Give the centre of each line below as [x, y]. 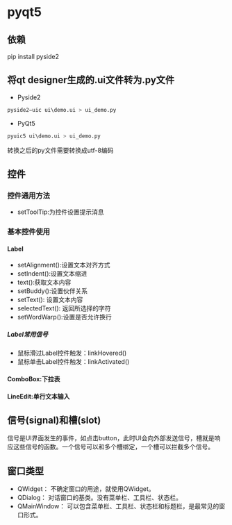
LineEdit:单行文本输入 [39, 396]
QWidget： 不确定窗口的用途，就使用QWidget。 [86, 489]
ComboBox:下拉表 [34, 378]
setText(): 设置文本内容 [50, 300]
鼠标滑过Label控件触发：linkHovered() [72, 353]
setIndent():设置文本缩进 [52, 274]
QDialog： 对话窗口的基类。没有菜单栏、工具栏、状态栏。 [100, 498]
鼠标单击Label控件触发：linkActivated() [73, 362]
